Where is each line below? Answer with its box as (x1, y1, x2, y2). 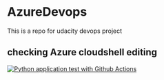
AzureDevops (7, 4, 88, 20)
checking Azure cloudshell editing (7, 46, 157, 58)
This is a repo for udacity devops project (7, 27, 123, 35)
